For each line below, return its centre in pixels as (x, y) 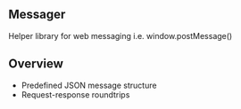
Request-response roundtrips (75, 94)
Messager (37, 15)
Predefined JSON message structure (89, 85)
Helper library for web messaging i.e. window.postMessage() (120, 35)
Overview (36, 64)
